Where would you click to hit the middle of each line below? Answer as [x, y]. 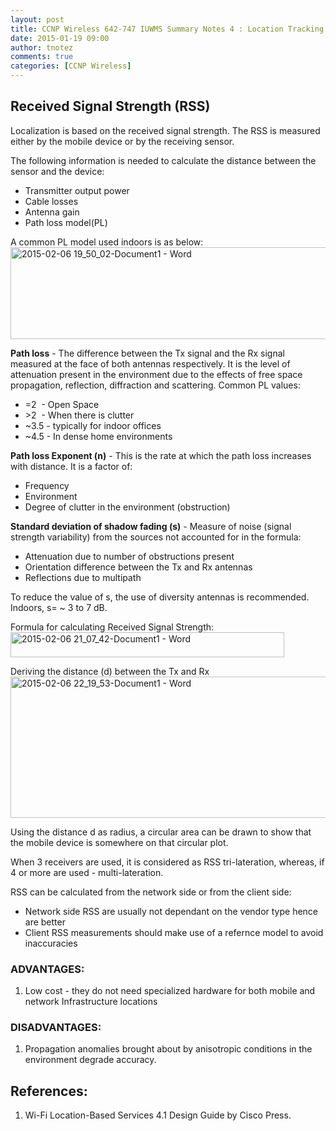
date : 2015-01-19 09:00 [60, 38]
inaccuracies [51, 943]
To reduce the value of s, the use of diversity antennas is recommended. [160, 597]
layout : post [37, 19]
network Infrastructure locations [91, 1002]
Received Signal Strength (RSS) [110, 106]
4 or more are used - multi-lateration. [87, 872]
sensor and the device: [57, 171]
